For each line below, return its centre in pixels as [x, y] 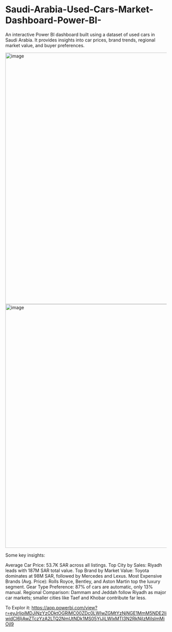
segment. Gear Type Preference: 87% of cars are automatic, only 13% [79, 587]
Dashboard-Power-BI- [53, 20]
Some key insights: [25, 555]
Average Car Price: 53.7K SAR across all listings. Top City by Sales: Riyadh [84, 565]
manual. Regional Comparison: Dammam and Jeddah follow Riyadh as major [86, 592]
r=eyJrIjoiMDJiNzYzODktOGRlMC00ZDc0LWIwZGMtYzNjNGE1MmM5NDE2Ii [86, 613]
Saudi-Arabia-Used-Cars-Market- [79, 9]
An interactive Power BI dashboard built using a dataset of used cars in [80, 34]
